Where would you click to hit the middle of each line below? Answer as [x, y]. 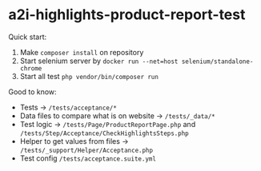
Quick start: [27, 37]
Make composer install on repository [82, 52]
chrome [31, 68]
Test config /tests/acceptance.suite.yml [88, 158]
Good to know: [33, 91]
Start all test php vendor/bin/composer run [89, 76]
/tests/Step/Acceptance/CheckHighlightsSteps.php [104, 133]
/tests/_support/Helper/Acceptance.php [86, 150]
